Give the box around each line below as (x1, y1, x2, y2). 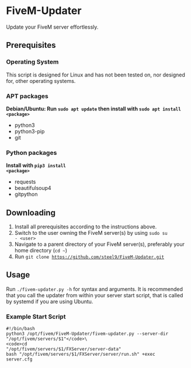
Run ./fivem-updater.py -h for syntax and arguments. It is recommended (6, 285, 183, 293)
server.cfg (6, 356, 33, 363)
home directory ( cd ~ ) (14, 247, 67, 254)
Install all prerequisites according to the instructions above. (14, 223, 157, 230)
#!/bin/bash (6, 326, 35, 332)
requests (14, 178, 36, 185)
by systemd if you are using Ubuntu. (6, 298, 93, 305)
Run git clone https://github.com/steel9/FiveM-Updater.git (14, 253, 165, 261)
